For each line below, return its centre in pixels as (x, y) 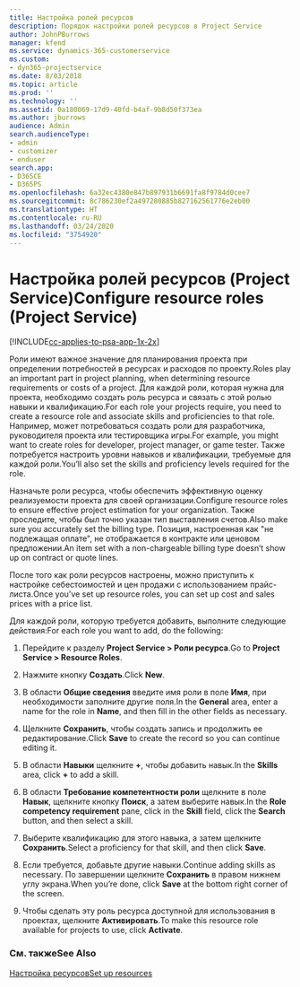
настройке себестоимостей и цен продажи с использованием (129, 585)
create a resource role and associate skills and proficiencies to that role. (142, 416)
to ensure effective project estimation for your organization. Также (132, 510)
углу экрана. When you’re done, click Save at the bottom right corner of (155, 884)
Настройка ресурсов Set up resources (81, 973)
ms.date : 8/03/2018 (46, 76)
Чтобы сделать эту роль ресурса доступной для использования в (149, 911)
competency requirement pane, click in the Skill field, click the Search (154, 811)
